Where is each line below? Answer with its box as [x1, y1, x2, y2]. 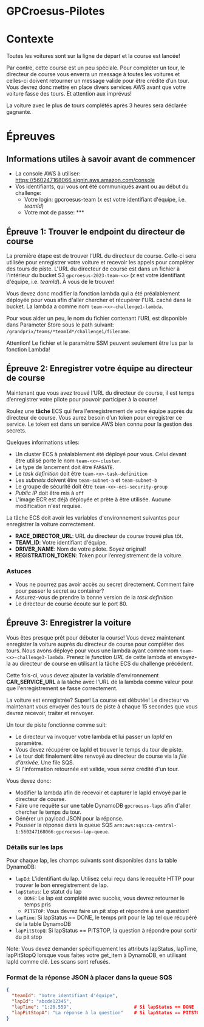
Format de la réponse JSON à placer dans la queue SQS [6, 973, 173, 982]
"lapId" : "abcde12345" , [12, 998, 72, 1004]
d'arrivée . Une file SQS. [15, 758, 75, 766]
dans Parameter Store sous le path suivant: [6, 321, 114, 328]
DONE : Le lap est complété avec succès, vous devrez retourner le [24, 894, 185, 902]
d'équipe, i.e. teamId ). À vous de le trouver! [6, 278, 115, 285]
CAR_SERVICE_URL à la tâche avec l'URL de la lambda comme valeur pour [6, 678, 194, 685]
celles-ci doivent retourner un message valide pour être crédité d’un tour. [6, 77, 189, 85]
